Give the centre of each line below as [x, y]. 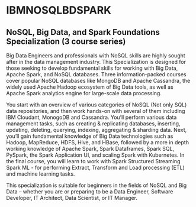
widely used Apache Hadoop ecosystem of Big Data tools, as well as [90, 87]
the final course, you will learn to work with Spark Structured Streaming [93, 161]
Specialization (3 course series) [66, 41]
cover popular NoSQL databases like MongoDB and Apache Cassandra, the [98, 81]
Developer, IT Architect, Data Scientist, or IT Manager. [72, 198]
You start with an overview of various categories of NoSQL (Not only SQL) [97, 105]
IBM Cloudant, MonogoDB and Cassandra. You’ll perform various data [91, 117]
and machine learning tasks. [41, 174]
